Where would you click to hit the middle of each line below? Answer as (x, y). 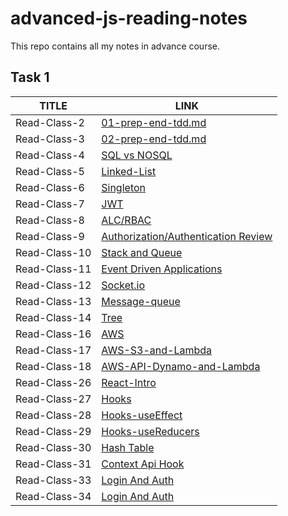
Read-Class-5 (50, 171)
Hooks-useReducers (150, 431)
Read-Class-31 (53, 464)
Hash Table (128, 447)
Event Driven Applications (162, 269)
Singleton (123, 187)
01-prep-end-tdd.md (154, 122)
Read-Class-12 (53, 285)
